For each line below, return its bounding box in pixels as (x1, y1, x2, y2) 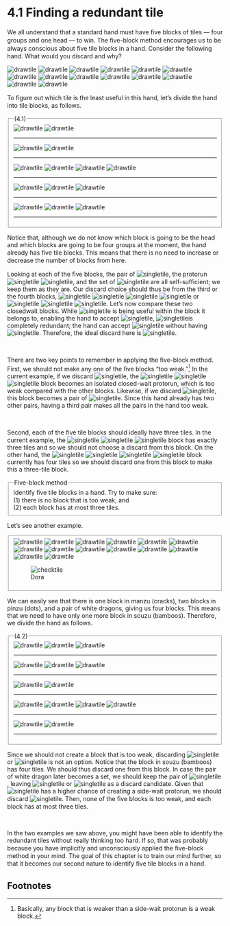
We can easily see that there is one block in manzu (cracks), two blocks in (7, 597, 216, 605)
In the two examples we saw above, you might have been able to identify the (7, 829, 223, 837)
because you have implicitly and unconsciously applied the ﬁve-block (7, 844, 204, 853)
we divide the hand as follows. (7, 618, 93, 627)
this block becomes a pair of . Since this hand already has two (7, 394, 214, 402)
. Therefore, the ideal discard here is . (38, 328, 177, 337)
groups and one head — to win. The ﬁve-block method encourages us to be (7, 36, 221, 44)
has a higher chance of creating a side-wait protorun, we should (40, 787, 222, 796)
